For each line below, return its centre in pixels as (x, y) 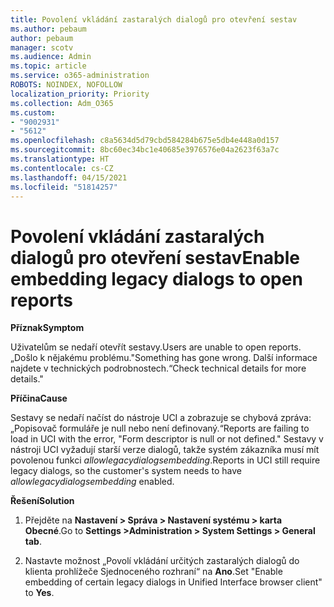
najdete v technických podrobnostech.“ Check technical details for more (158, 368)
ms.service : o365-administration (80, 76)
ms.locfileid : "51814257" (64, 187)
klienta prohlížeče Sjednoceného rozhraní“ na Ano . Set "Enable (153, 572)
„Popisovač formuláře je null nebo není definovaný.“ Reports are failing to (160, 428)
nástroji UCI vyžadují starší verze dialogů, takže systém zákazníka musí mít (165, 450)
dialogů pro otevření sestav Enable (155, 257)
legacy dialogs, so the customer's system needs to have (126, 471)
